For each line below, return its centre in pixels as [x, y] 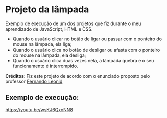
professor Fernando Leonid [34, 81]
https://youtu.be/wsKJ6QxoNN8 [39, 110]
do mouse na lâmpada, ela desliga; [49, 55]
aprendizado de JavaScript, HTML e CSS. [49, 29]
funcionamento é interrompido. [45, 66]
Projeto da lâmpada [47, 9]
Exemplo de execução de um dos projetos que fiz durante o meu [73, 23]
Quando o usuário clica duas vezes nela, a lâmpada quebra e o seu [83, 60]
